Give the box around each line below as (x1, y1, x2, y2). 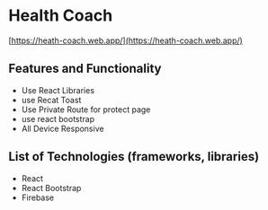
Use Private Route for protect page (21, 104, 151, 115)
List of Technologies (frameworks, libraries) (8, 149, 260, 164)
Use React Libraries (21, 84, 95, 95)
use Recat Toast (21, 94, 82, 105)
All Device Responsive (21, 123, 104, 134)
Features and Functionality (8, 61, 162, 76)
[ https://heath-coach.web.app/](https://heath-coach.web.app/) (8, 35, 244, 46)
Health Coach (8, 5, 113, 26)
